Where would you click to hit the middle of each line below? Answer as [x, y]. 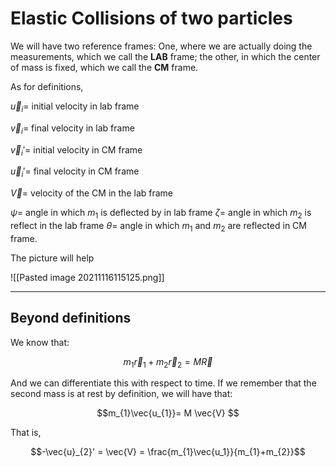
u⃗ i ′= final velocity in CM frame [75, 172]
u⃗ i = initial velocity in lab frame [75, 107]
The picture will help [52, 258]
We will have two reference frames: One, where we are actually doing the [161, 46]
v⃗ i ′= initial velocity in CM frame [76, 150]
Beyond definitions [71, 318]
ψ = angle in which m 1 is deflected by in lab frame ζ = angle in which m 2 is [161, 214]
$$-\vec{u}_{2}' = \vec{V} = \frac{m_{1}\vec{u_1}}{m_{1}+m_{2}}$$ [168, 452]
